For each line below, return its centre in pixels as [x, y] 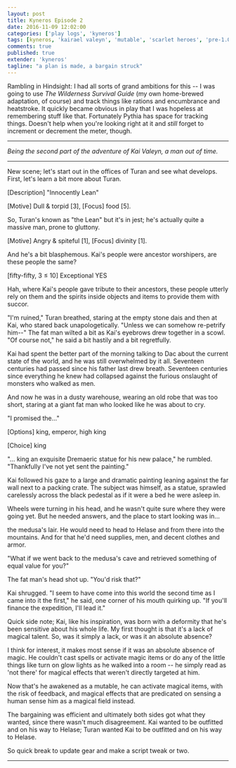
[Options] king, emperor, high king [57, 431]
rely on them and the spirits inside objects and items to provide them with [113, 297]
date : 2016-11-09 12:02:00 [47, 27]
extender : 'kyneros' [38, 60]
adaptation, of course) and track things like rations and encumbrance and [114, 101]
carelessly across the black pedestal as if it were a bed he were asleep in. [114, 495]
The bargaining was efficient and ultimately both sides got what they [106, 715]
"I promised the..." [33, 418]
